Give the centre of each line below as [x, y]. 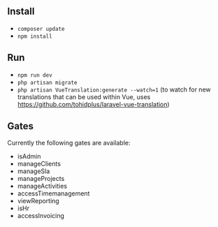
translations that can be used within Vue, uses [84, 96]
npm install [35, 36]
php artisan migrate [47, 82]
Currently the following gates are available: [69, 143]
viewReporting [38, 201]
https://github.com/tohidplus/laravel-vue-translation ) [93, 104]
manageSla [34, 171]
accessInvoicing [41, 216]
